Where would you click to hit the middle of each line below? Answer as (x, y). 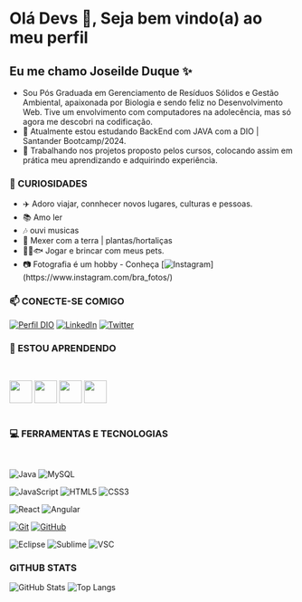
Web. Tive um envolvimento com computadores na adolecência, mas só (157, 112)
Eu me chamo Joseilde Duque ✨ (101, 71)
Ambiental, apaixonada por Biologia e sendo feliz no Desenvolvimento (152, 102)
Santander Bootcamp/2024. (74, 141)
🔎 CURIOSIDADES (48, 183)
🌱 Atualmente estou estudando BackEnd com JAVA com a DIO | (141, 131)
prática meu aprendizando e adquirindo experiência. (120, 160)
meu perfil (49, 38)
